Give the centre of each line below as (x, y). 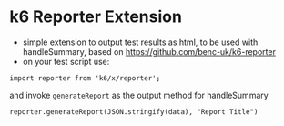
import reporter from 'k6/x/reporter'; (85, 78)
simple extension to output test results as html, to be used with (140, 42)
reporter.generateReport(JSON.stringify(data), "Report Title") (134, 111)
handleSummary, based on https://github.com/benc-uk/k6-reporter (149, 51)
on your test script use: (66, 61)
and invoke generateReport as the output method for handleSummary (139, 95)
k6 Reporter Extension (96, 17)
